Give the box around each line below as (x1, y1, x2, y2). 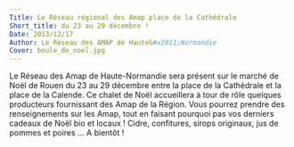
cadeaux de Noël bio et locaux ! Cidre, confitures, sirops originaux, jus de (9, 118, 279, 129)
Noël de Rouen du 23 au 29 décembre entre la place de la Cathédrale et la (9, 80, 282, 91)
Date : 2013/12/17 (9, 29, 74, 38)
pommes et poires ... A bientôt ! (9, 127, 125, 138)
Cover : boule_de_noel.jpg (9, 46, 105, 55)
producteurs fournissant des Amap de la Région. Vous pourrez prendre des (9, 99, 285, 110)
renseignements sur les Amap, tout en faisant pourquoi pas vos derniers (9, 109, 274, 119)
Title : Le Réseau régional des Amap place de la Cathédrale (9, 12, 238, 22)
